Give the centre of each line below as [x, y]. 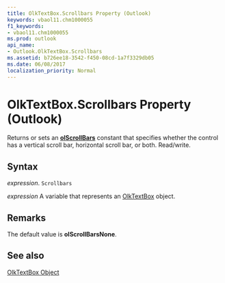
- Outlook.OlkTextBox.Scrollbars [55, 52]
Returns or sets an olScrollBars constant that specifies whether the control [113, 138]
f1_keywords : [26, 26]
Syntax [23, 166]
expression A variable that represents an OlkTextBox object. [91, 196]
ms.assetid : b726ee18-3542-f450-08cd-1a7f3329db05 [81, 58]
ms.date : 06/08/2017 [37, 64]
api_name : [21, 45]
